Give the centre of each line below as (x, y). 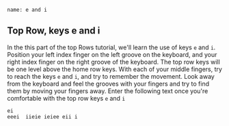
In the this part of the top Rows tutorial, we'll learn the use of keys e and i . (111, 47)
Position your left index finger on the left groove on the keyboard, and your (112, 54)
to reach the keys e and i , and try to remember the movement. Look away (111, 76)
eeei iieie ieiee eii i (42, 116)
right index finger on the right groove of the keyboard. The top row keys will (113, 62)
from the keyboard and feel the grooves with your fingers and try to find (108, 84)
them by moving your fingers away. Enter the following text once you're (108, 91)
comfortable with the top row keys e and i (66, 98)
